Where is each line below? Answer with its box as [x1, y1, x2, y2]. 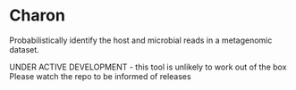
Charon [9, 5, 65, 26]
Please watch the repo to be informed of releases [9, 70, 191, 81]
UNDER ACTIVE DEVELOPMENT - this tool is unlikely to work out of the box [9, 61, 287, 72]
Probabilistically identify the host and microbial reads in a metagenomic [9, 35, 273, 45]
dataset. [9, 44, 40, 54]
